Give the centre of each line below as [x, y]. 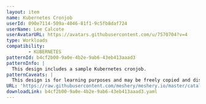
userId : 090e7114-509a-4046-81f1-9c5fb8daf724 [67, 23]
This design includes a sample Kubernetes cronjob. [79, 69]
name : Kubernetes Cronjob [39, 18]
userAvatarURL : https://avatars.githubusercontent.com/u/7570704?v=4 [97, 35]
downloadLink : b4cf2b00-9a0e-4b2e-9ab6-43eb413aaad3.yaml [82, 92]
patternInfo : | [26, 63]
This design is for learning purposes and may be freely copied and [101, 80]
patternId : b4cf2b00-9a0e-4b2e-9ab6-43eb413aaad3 [71, 58]
